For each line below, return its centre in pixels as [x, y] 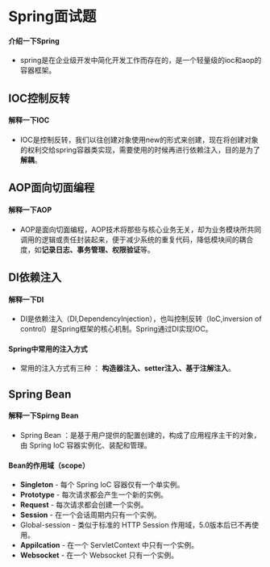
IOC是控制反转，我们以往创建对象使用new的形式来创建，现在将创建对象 [139, 140]
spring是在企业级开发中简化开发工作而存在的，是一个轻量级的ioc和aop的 [141, 60]
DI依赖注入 [35, 277]
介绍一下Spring [34, 40]
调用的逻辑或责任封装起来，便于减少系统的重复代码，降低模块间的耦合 [137, 240]
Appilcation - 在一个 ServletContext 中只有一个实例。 [109, 545]
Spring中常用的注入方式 [48, 348]
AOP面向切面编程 [52, 188]
